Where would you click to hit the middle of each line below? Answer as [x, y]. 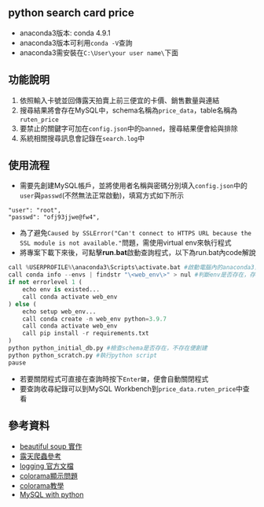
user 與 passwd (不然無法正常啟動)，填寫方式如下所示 [102, 195]
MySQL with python [51, 494]
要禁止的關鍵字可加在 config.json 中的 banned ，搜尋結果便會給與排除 [128, 128]
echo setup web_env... [59, 311]
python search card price [71, 13]
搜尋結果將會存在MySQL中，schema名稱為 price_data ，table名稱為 [128, 110]
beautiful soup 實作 [51, 446]
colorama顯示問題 [49, 476]
